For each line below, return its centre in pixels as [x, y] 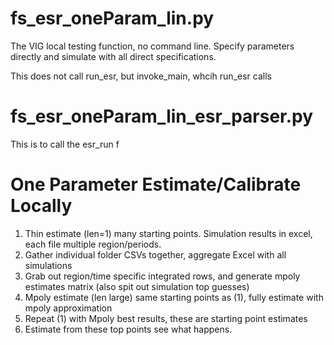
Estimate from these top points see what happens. [128, 329]
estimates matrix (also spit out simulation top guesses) [137, 286]
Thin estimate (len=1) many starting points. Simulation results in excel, [168, 233]
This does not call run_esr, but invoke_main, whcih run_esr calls [141, 76]
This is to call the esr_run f [65, 144]
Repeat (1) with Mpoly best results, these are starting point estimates [166, 318]
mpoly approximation [68, 308]
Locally [41, 206]
